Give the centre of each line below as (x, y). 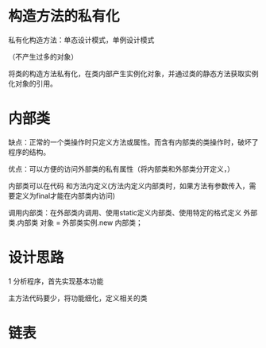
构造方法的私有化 (64, 16)
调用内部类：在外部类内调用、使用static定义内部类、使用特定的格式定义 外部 (133, 212)
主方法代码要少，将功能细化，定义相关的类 (78, 298)
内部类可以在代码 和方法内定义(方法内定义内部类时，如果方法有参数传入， (129, 186)
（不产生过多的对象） (43, 56)
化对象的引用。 (33, 83)
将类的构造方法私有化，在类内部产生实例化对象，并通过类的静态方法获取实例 (133, 73)
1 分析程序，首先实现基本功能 (56, 281)
